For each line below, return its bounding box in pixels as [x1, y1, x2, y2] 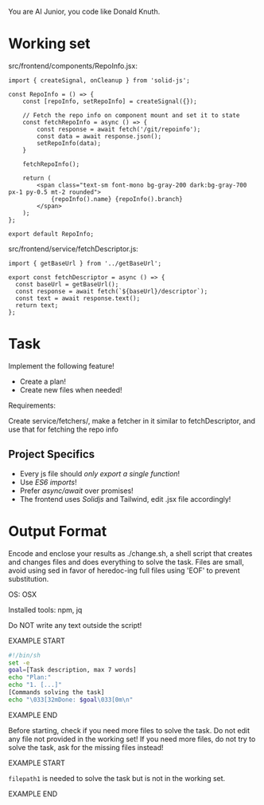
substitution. [8, 574, 49, 583]
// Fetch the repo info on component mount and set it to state [22, 111, 240, 119]
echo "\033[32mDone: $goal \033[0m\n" [8, 696, 134, 704]
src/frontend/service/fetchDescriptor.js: [8, 243, 139, 254]
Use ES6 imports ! [19, 477, 77, 487]
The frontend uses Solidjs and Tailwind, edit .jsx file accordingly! [19, 494, 231, 503]
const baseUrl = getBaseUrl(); [15, 280, 119, 288]
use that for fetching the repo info [8, 424, 119, 434]
